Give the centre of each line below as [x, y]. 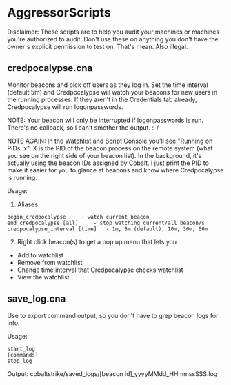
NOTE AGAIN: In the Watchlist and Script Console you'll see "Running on [110, 141]
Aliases [28, 204]
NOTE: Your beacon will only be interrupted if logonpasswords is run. [106, 120]
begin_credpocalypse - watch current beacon [78, 217]
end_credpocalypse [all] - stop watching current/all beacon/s [106, 223]
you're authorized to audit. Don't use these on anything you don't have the [113, 39]
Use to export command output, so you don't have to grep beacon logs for [113, 315]
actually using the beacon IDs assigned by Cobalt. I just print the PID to [108, 163]
